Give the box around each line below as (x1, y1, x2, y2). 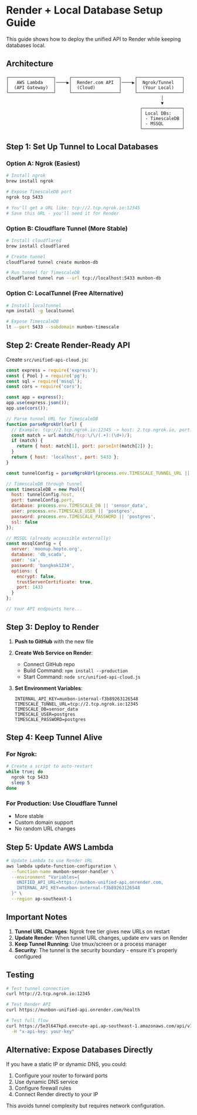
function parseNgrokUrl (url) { (6, 421, 83, 427)
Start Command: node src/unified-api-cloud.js (23, 673, 141, 680)
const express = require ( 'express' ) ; (6, 367, 98, 373)
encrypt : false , (16, 573, 57, 579)
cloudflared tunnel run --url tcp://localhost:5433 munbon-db (6, 275, 161, 281)
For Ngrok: (6, 750, 37, 759)
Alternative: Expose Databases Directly (6, 1045, 154, 1055)
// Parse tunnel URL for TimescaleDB (6, 416, 98, 422)
